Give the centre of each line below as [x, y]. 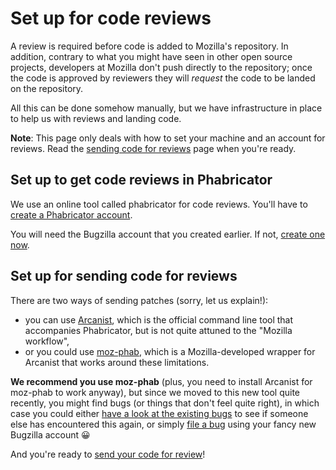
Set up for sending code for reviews [124, 276]
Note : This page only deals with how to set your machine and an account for [168, 138]
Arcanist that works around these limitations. [117, 362]
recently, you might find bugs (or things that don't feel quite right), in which [165, 403]
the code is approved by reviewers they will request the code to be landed [163, 78]
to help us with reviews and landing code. [96, 118]
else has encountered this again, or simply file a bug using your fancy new [163, 424]
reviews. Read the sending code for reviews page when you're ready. [153, 148]
